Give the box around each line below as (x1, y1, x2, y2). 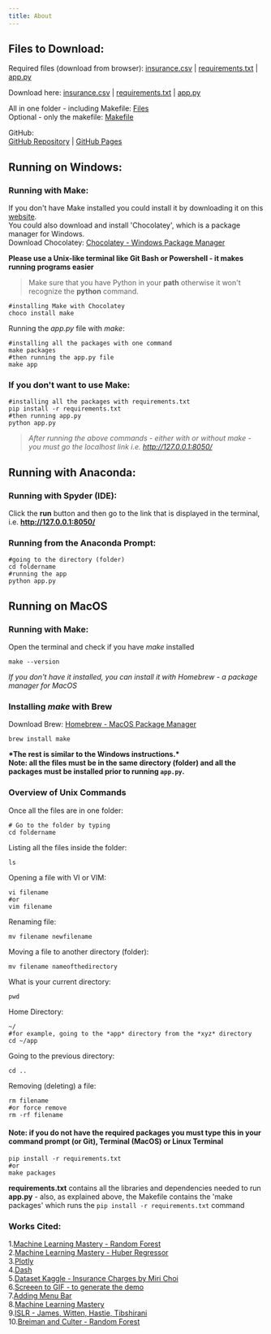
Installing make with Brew (8, 701, 113, 712)
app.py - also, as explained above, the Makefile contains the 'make (8, 1192, 233, 1201)
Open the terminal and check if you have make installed (8, 642, 195, 652)
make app (8, 361, 38, 369)
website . (8, 212, 37, 222)
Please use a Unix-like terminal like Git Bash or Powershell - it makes (8, 254, 243, 263)
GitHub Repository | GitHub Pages (8, 137, 123, 146)
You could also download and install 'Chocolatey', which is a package (8, 220, 241, 230)
